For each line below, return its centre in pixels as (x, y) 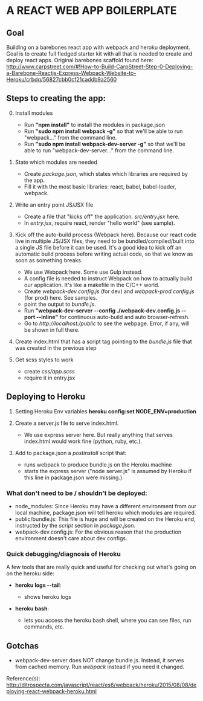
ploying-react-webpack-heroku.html (51, 691)
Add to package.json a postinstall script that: (71, 453)
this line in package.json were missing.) (73, 477)
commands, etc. (44, 627)
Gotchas (23, 646)
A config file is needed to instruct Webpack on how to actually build (108, 278)
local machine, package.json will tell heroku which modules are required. (105, 512)
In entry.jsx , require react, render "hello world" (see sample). (99, 223)
